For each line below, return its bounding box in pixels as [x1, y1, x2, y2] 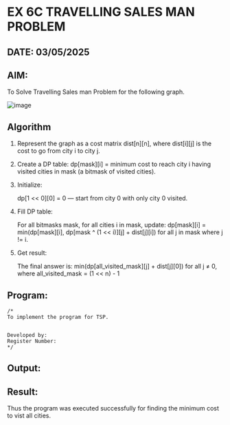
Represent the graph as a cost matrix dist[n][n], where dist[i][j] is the [16, 139, 211, 148]
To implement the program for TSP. [7, 314, 109, 321]
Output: [7, 362, 41, 374]
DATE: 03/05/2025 [7, 46, 90, 58]
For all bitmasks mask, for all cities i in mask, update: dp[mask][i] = [16, 221, 207, 229]
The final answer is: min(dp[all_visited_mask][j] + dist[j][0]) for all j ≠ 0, [16, 262, 218, 271]
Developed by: [7, 332, 48, 339]
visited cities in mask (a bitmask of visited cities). [16, 167, 156, 176]
